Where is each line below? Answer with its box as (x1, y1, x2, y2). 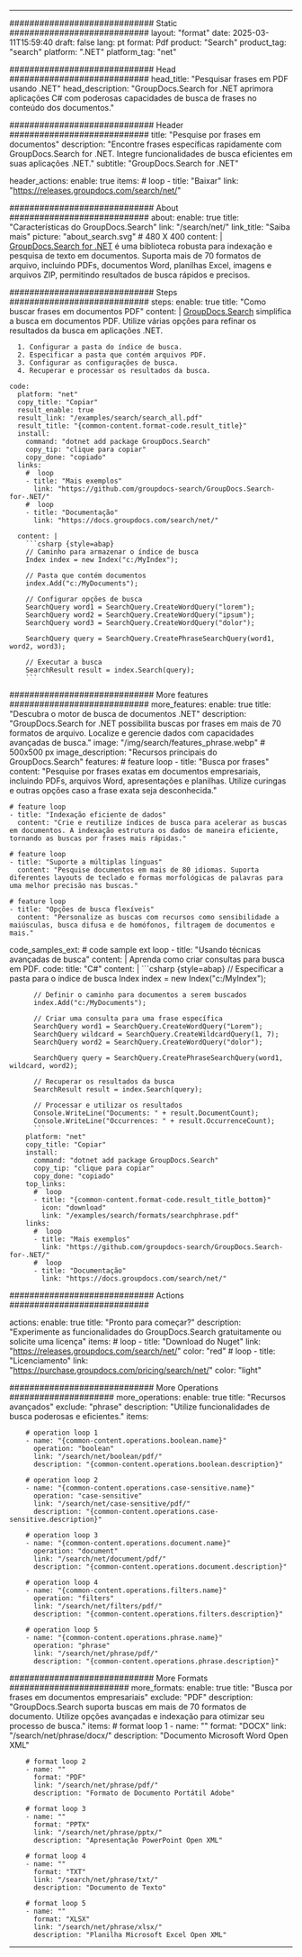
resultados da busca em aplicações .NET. (9, 325, 164, 336)
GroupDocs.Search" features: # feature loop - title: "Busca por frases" (9, 757, 270, 766)
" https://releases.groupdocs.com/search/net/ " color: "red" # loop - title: (9, 1345, 276, 1356)
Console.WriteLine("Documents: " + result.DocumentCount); (32, 1109, 259, 1118)
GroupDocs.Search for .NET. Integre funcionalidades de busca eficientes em (9, 149, 293, 159)
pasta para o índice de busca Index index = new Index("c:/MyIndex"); (9, 974, 267, 983)
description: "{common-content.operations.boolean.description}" (32, 1460, 283, 1469)
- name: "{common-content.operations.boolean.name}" (25, 1436, 227, 1445)
